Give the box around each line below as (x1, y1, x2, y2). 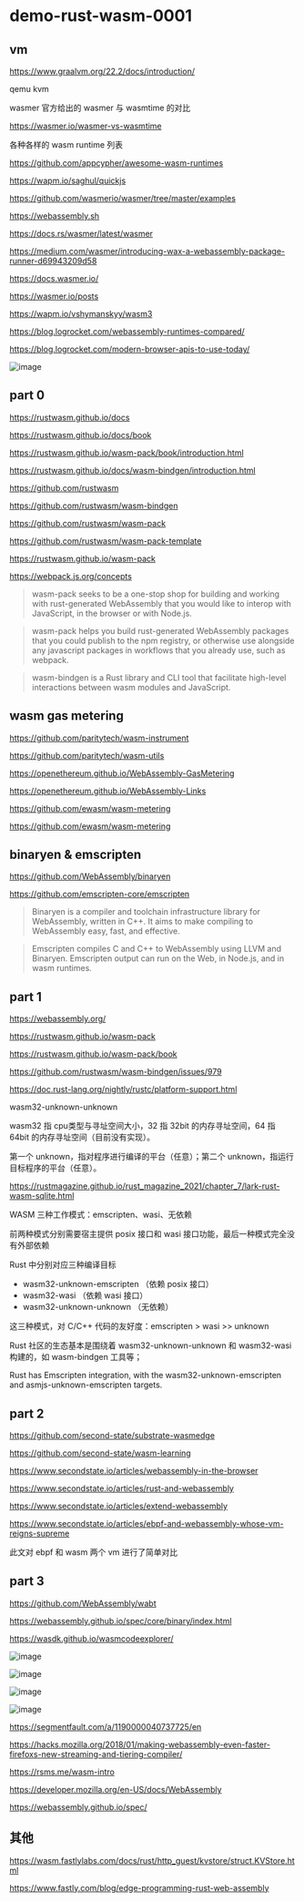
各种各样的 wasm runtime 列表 (9, 139, 124, 150)
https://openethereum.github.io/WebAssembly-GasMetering (9, 767, 235, 779)
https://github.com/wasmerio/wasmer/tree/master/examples (9, 193, 237, 203)
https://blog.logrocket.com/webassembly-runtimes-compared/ (9, 326, 246, 337)
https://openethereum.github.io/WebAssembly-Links (9, 785, 207, 796)
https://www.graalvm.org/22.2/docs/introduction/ (9, 66, 196, 77)
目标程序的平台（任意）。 (9, 1162, 102, 1173)
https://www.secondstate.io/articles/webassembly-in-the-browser (9, 1466, 258, 1477)
